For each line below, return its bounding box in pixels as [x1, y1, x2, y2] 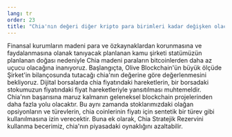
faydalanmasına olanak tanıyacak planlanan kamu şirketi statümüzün [7, 49, 202, 57]
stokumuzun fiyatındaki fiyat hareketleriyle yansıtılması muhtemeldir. [7, 85, 202, 94]
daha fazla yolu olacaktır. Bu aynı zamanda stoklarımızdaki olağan [7, 101, 194, 109]
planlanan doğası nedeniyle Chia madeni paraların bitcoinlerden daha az [7, 56, 213, 65]
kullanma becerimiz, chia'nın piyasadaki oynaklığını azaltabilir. [7, 122, 183, 131]
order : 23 [7, 17, 36, 23]
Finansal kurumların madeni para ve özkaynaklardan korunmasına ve [7, 42, 202, 50]
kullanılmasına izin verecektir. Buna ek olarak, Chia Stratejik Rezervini [7, 115, 204, 123]
